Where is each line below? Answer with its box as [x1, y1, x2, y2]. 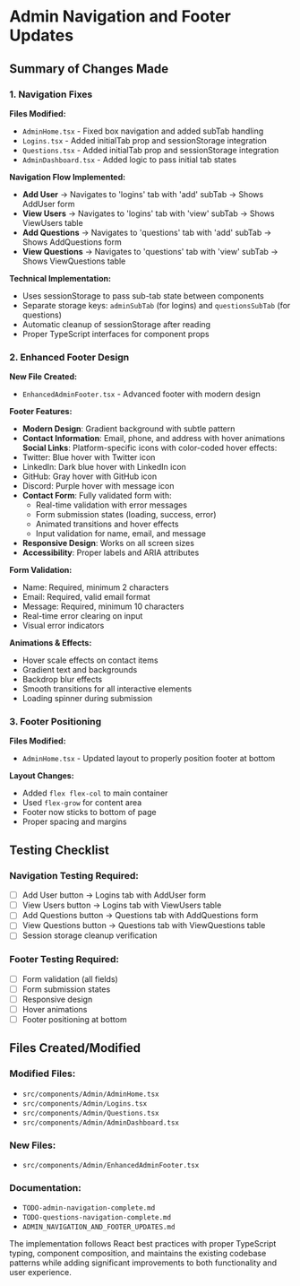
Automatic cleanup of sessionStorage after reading [21, 318, 211, 329]
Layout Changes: [9, 770, 74, 781]
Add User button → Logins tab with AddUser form [21, 890, 206, 900]
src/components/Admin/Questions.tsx [21, 1108, 159, 1117]
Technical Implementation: [9, 273, 112, 283]
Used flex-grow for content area [21, 797, 142, 808]
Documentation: [9, 1181, 82, 1194]
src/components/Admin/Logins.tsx [21, 1099, 148, 1108]
